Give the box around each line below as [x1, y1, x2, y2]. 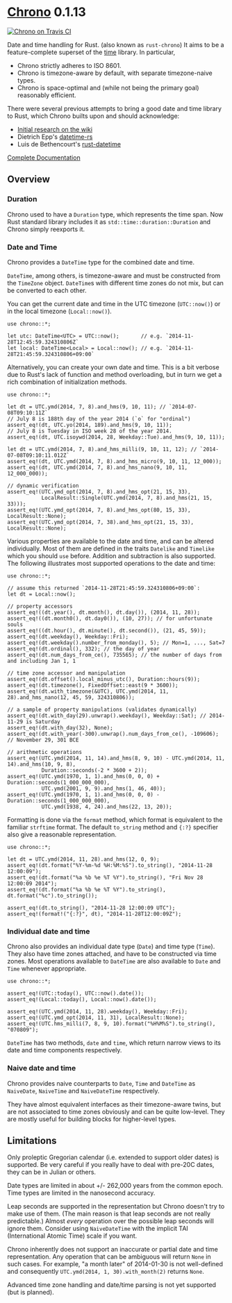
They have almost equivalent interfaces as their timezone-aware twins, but [7, 1100, 221, 1108]
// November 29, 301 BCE [7, 737, 79, 743]
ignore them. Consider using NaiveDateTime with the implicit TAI [7, 1225, 189, 1233]
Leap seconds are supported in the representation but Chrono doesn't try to [7, 1202, 225, 1211]
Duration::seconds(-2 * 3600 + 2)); [41, 766, 148, 774]
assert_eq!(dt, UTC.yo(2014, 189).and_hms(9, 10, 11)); [7, 421, 172, 428]
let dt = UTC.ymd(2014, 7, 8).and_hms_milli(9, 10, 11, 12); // [7, 446, 197, 453]
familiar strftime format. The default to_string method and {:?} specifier [7, 823, 219, 831]
